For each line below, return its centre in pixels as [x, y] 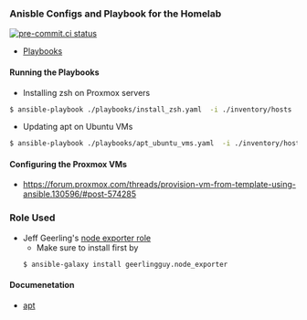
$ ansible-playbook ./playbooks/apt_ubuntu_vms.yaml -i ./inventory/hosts [157, 144]
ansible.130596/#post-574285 [79, 194]
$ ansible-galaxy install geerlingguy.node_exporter [125, 264]
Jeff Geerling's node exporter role [87, 238]
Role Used [32, 218]
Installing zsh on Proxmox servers [86, 92]
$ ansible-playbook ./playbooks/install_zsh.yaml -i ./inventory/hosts [151, 109]
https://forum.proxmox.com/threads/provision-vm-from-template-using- [159, 185]
